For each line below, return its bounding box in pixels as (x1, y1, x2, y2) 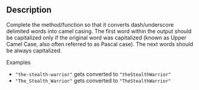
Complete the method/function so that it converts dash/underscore (6, 21, 174, 28)
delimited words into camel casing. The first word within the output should (6, 27, 192, 35)
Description (6, 5, 52, 15)
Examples (6, 58, 31, 66)
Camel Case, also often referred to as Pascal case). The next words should (6, 40, 194, 47)
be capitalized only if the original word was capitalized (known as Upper (6, 33, 187, 41)
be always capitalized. (6, 47, 62, 54)
